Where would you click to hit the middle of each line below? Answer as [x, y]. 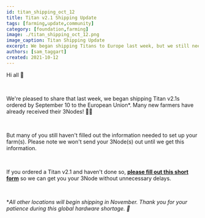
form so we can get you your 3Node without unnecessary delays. [89, 178]
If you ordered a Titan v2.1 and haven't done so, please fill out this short [98, 172]
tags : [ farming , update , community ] [50, 23]
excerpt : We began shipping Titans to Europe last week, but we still [98, 46]
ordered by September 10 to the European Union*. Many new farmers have [100, 105]
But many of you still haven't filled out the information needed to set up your [102, 135]
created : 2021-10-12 [33, 57]
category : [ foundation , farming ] [47, 29]
